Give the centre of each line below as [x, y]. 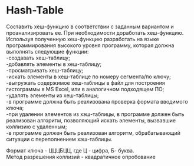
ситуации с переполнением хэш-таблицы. [60, 139]
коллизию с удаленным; [37, 127]
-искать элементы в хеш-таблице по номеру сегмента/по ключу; [88, 77]
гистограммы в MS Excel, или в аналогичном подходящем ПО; [85, 89]
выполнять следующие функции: [47, 51]
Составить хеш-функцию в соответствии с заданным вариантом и [90, 26]
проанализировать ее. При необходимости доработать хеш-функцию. [95, 32]
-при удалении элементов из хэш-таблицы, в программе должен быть [95, 114]
